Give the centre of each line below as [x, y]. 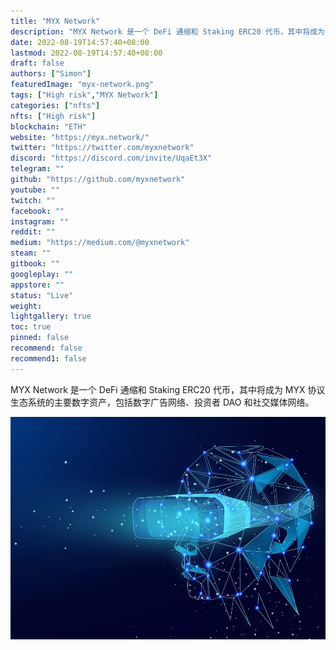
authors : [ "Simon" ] [51, 74]
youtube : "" [35, 190]
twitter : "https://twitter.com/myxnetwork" [102, 148]
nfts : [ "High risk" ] [53, 116]
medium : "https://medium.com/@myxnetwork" [100, 243]
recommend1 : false [48, 358]
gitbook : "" [35, 264]
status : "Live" [42, 295]
